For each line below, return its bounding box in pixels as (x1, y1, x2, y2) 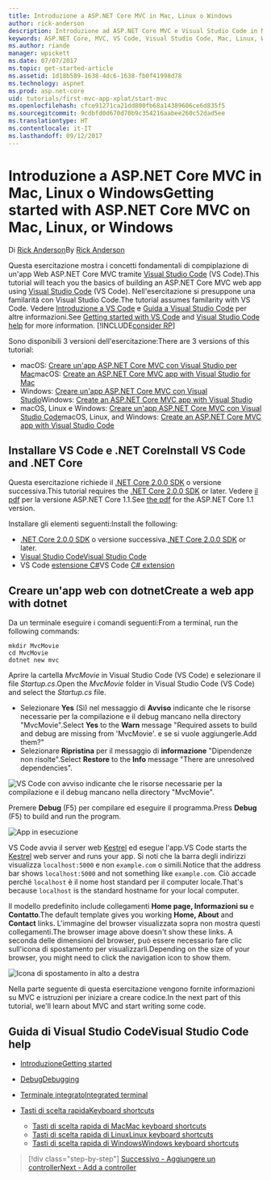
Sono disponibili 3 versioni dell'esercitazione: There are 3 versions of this (8, 336, 250, 345)
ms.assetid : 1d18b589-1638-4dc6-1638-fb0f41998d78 (8, 72, 182, 80)
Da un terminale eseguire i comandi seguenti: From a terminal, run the (8, 618, 239, 628)
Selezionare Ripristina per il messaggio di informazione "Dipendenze (19, 746, 252, 755)
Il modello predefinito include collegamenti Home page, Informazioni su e (8, 902, 254, 911)
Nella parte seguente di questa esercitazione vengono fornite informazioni (8, 984, 256, 994)
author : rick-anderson (8, 19, 85, 27)
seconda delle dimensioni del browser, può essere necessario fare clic (8, 935, 243, 945)
